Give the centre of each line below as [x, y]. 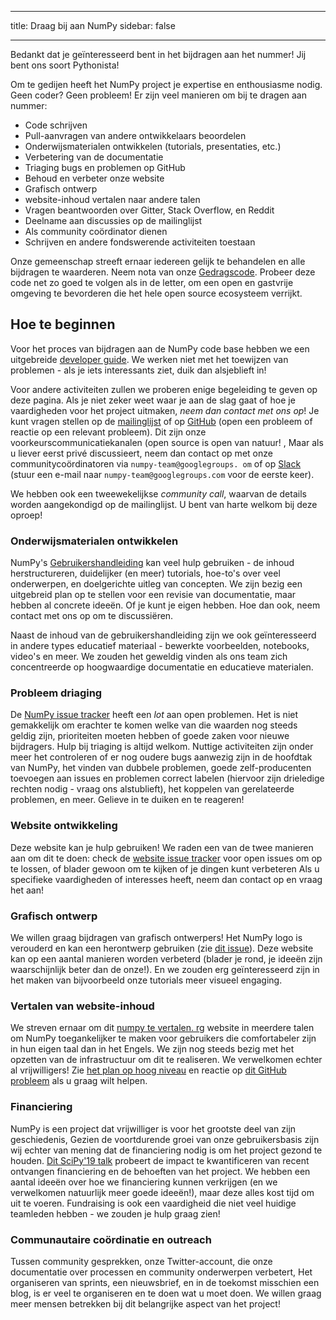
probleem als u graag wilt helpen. [79, 1081]
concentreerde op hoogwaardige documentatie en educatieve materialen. [162, 667]
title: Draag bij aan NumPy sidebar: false [93, 25]
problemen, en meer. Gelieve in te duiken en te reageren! [127, 800]
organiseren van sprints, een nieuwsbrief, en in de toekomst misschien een [165, 1282]
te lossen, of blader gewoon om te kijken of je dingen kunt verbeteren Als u [165, 868]
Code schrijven [56, 125]
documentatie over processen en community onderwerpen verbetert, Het [161, 1272]
